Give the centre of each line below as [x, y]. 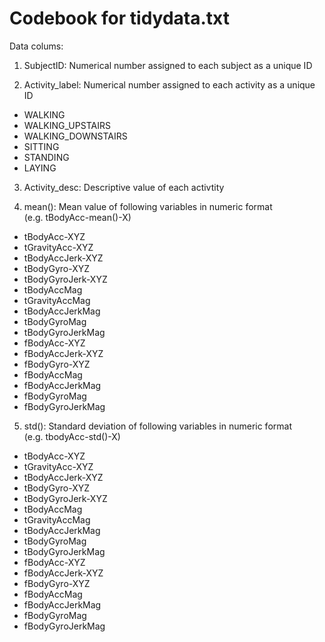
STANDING [46, 157]
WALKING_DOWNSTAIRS [75, 136]
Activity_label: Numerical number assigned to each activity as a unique [169, 84]
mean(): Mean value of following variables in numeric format [148, 206]
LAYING [40, 168]
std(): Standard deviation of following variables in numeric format [157, 426]
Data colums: [36, 46]
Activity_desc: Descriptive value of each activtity [124, 187]
